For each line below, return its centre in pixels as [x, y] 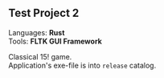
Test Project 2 [44, 13]
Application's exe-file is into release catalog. [82, 65]
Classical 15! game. [40, 56]
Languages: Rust [37, 32]
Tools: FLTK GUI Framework [55, 41]
